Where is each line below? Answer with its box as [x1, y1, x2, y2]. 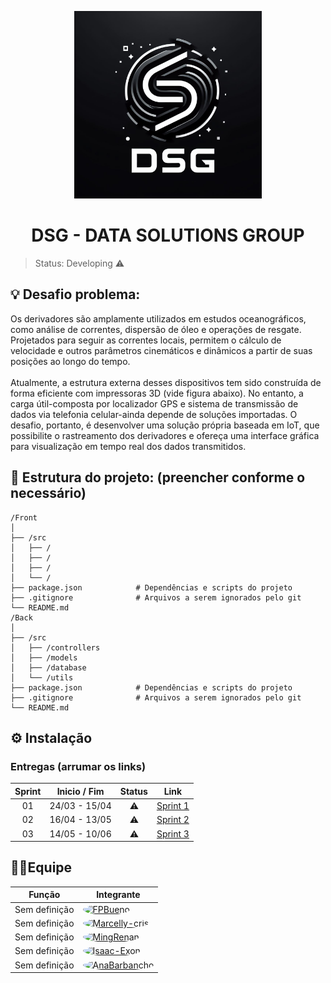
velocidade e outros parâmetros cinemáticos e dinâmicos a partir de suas [10, 344, 313, 356]
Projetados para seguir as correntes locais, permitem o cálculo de [10, 334, 282, 346]
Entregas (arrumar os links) [10, 759, 147, 773]
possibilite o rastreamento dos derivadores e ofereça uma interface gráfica [10, 429, 320, 441]
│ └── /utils [10, 672, 74, 683]
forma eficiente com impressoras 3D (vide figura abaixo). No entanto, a [10, 387, 304, 399]
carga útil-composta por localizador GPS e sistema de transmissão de [10, 397, 299, 410]
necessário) [10, 485, 87, 502]
